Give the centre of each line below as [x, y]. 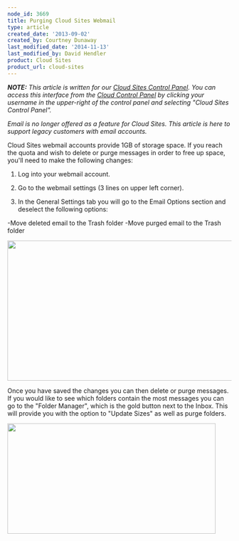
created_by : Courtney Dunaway [52, 41]
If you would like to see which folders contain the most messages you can [116, 398]
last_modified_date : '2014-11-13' [59, 47]
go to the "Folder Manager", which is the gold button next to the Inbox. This [118, 406]
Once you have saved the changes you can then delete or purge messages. [118, 390]
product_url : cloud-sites [46, 67]
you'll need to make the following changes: [70, 160]
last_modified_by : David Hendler [57, 54]
